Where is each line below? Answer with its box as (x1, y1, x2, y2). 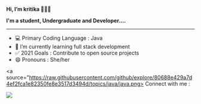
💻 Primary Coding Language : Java (14, 34, 103, 42)
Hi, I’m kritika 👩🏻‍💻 (6, 5, 51, 12)
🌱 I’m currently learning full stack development (14, 43, 130, 50)
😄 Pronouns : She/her (14, 56, 70, 63)
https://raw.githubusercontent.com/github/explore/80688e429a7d (29, 74, 193, 81)
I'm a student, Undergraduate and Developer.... (6, 17, 126, 24)
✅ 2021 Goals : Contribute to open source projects (14, 49, 139, 56)
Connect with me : (145, 80, 190, 87)
